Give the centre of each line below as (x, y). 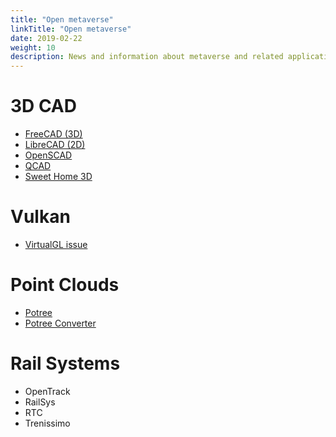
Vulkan (40, 217)
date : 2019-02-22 (46, 38)
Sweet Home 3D (58, 177)
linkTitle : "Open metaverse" (71, 29)
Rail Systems (65, 363)
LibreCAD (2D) (55, 145)
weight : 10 (33, 47)
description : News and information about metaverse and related (147, 57)
